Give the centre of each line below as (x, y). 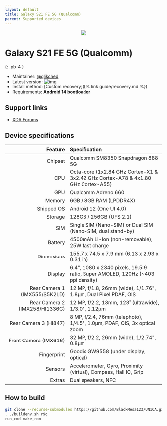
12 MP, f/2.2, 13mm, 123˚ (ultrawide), (114, 302)
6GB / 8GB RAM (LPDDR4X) (102, 200)
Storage (56, 217)
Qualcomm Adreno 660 (97, 192)
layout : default (22, 10)
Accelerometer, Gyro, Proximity (106, 366)
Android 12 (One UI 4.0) (98, 208)
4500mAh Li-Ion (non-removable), (111, 239)
